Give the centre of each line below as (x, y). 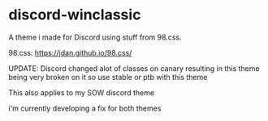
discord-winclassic (75, 15)
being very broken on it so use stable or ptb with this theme (108, 77)
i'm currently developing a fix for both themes (85, 108)
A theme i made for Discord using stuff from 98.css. (95, 37)
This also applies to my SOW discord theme (82, 92)
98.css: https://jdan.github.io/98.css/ (70, 52)
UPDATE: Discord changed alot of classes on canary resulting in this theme (134, 68)
